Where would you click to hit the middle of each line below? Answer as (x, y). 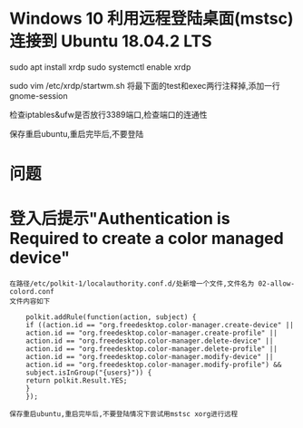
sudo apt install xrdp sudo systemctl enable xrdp (100, 67)
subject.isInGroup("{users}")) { (89, 373)
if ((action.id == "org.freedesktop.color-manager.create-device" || (160, 326)
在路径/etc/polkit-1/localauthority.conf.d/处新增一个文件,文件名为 (132, 284)
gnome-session (39, 95)
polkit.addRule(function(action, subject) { (111, 317)
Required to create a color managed (147, 239)
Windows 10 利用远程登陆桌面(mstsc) (151, 19)
